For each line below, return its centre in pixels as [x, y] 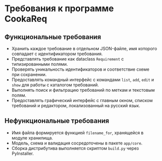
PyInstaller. [23, 153]
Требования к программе [59, 9]
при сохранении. [29, 74]
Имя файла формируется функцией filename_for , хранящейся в [77, 133]
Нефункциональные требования [57, 121]
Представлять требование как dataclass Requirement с [68, 59]
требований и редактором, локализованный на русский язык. [76, 106]
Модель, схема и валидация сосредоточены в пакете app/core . [77, 143]
